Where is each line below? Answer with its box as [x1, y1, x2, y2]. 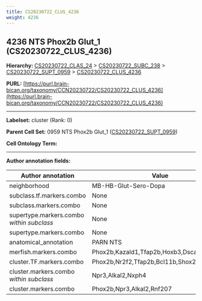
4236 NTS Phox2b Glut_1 [6, 37, 100, 47]
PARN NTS [91, 238, 122, 247]
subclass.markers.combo [9, 201, 81, 209]
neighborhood [9, 182, 50, 190]
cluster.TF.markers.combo [9, 258, 84, 266]
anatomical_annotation [9, 238, 73, 247]
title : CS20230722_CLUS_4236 [6, 8, 79, 15]
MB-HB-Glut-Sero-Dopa [91, 182, 165, 190]
